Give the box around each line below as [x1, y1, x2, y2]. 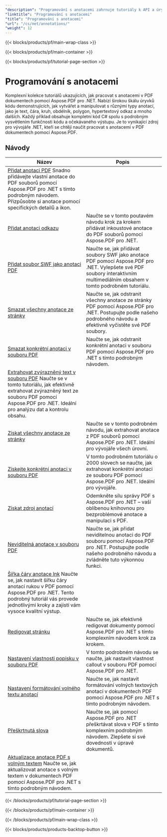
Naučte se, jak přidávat [86, 245, 140, 252]
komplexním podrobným [86, 727, 143, 734]
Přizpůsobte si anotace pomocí [7, 198, 81, 205]
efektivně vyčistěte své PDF [86, 321, 151, 328]
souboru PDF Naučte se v [7, 375, 68, 381]
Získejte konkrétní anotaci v [7, 465, 72, 472]
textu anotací [7, 691, 38, 698]
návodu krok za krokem [86, 218, 141, 225]
